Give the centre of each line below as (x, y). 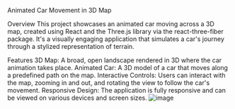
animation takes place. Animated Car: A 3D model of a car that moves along (118, 68)
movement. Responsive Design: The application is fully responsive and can (117, 90)
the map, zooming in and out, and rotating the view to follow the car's (109, 83)
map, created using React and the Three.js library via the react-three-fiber (116, 31)
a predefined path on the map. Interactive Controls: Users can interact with (116, 75)
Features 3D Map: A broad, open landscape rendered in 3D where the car (115, 60)
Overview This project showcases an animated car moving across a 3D (111, 24)
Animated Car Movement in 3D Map (59, 10)
